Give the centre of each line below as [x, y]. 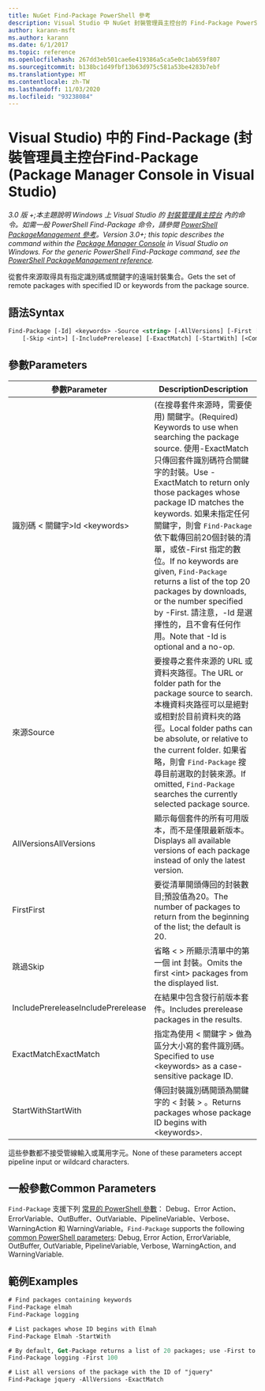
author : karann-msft [42, 30]
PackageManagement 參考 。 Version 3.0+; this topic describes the [116, 235]
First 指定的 [212, 549]
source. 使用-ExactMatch [201, 448]
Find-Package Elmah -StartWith [60, 1336]
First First [29, 909]
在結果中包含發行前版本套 [201, 997]
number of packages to [197, 907]
